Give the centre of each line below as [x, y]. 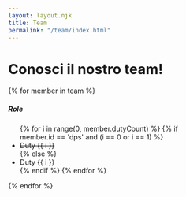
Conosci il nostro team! [86, 69]
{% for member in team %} [52, 91]
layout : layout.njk [40, 15]
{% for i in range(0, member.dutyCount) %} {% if [99, 129]
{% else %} [38, 154]
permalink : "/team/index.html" [60, 30]
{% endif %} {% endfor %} [63, 171]
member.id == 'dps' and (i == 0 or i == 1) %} [91, 137]
